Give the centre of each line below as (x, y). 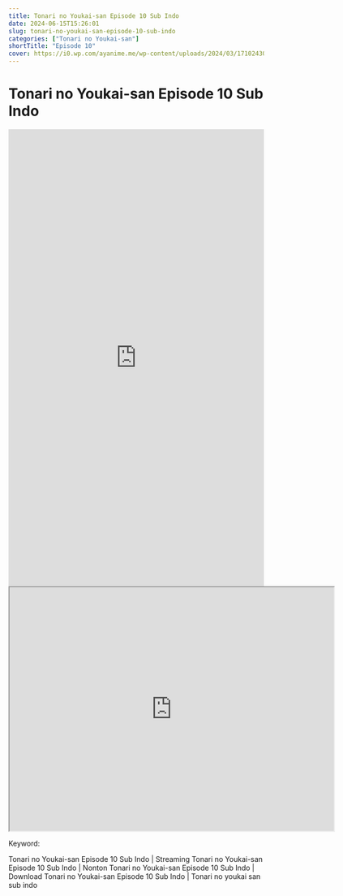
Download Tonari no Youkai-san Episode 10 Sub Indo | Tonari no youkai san (135, 876)
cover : (19, 54)
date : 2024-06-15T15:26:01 (54, 24)
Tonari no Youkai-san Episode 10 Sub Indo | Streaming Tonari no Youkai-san (136, 859)
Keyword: (24, 843)
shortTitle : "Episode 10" (52, 46)
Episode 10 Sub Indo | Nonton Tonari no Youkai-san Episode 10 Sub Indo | (132, 868)
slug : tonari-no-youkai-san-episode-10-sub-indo (92, 31)
